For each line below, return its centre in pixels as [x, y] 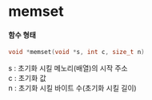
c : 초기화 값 [27, 79]
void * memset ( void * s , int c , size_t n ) [77, 52]
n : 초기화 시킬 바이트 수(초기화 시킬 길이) [73, 88]
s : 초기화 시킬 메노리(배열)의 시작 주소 [68, 68]
